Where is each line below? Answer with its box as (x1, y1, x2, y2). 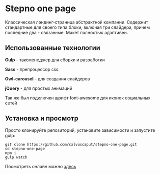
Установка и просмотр (5, 114, 79, 123)
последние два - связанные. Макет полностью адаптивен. (5, 29, 128, 35)
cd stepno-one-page (5, 146, 45, 151)
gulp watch (5, 155, 27, 160)
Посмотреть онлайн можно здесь (5, 163, 76, 169)
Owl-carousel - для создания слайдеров (5, 75, 90, 81)
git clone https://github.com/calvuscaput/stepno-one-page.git (5, 142, 137, 147)
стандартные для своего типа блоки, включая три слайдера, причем (5, 24, 150, 30)
